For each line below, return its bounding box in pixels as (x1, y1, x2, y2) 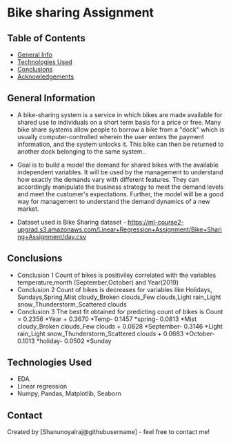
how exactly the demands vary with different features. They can (17, 175, 199, 183)
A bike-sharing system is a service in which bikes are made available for (17, 110, 223, 119)
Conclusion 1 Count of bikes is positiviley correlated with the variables (17, 271, 217, 279)
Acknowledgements (17, 72, 74, 81)
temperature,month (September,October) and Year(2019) (17, 278, 179, 287)
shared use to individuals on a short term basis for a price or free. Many (17, 118, 221, 126)
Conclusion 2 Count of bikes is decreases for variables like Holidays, (17, 285, 212, 293)
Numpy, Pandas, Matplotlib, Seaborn (17, 389, 122, 398)
